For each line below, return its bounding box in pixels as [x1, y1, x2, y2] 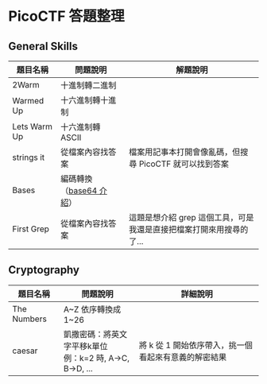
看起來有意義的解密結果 [138, 351, 227, 363]
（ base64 [60, 185, 98, 196]
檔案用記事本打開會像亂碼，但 [128, 146, 241, 157]
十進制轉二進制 [60, 80, 117, 91]
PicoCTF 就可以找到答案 [138, 158, 229, 169]
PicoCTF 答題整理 [8, 7, 125, 25]
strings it [12, 152, 45, 163]
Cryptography [8, 263, 79, 277]
